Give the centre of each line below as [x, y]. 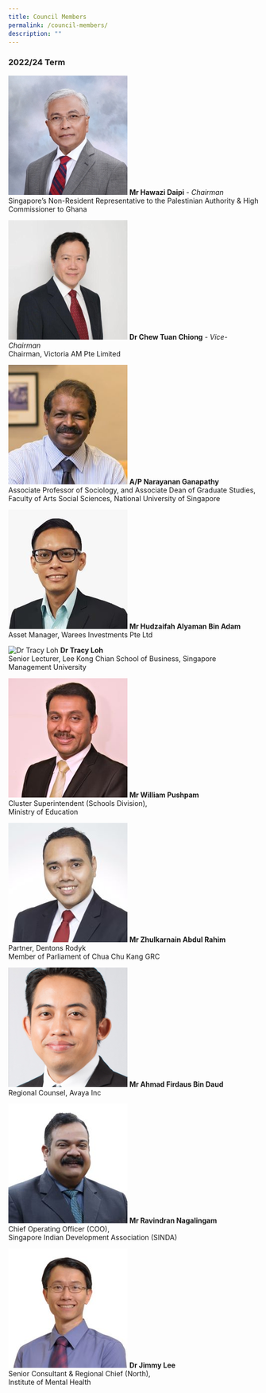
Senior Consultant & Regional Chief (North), [79, 1373]
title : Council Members [48, 17]
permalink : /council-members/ [58, 25]
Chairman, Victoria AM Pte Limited [64, 353]
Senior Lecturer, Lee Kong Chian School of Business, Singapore [112, 658]
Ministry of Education [43, 811]
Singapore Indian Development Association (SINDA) [93, 1237]
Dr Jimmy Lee [152, 1365]
